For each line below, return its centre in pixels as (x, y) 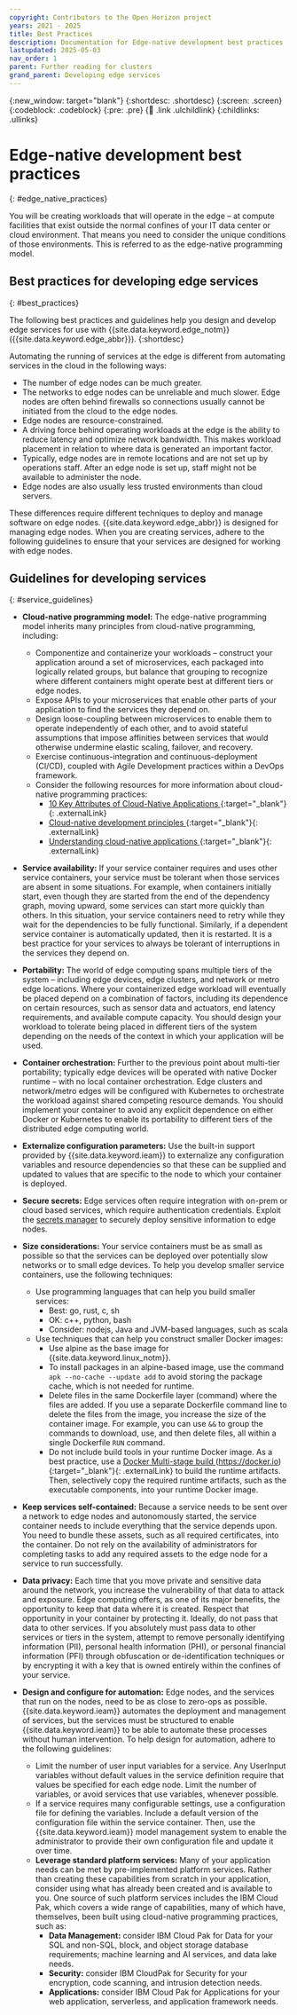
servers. (37, 496)
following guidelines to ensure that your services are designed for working (145, 541)
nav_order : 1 (33, 59)
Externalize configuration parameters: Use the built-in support (138, 1146)
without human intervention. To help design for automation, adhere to (148, 1739)
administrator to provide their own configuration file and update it (154, 1841)
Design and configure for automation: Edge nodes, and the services (148, 1692)
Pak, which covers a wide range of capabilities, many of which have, (160, 1908)
